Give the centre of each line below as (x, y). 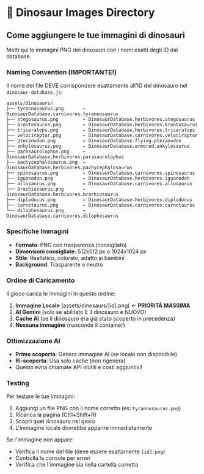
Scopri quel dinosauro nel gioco (55, 421)
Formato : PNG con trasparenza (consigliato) (71, 245)
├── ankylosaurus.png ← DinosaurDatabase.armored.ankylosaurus (98, 147)
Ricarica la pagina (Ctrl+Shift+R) (56, 415)
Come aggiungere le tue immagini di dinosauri (96, 35)
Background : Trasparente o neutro (59, 264)
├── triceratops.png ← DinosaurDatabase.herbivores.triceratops (101, 130)
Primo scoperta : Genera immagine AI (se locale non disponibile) (96, 354)
